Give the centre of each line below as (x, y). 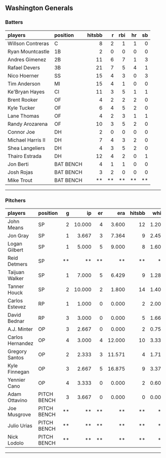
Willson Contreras (28, 43)
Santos (16, 357)
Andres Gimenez (27, 59)
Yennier (17, 380)
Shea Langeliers (26, 148)
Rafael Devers (24, 67)
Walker (16, 278)
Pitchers (16, 200)
